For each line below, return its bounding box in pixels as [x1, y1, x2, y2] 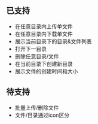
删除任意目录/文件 [14, 53, 59, 60]
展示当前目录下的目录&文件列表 [14, 38, 92, 45]
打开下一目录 [14, 45, 47, 52]
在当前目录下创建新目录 [14, 60, 73, 67]
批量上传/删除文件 [14, 104, 59, 111]
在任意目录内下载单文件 [14, 30, 73, 37]
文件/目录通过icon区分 [14, 111, 70, 119]
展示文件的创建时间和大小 [14, 68, 78, 75]
